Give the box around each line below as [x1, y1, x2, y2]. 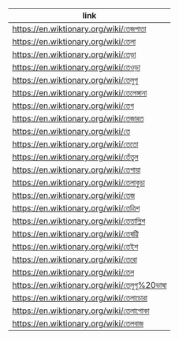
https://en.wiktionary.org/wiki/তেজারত [12, 114, 144, 124]
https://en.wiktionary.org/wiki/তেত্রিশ [12, 203, 140, 214]
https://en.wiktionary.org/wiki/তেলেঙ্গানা [12, 88, 147, 98]
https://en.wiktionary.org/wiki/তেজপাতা [12, 24, 147, 34]
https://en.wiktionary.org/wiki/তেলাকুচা [12, 177, 146, 188]
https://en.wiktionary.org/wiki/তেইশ [12, 241, 139, 251]
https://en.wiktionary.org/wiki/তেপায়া [12, 165, 141, 175]
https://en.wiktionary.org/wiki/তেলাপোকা [12, 305, 150, 316]
